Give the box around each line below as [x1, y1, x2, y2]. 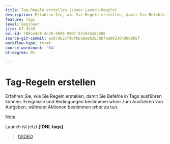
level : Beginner [5, 21, 40, 27]
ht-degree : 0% [5, 50, 36, 55]
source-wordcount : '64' [5, 45, 56, 50]
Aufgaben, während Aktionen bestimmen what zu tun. [5, 104, 119, 110]
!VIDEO [17, 133, 33, 140]
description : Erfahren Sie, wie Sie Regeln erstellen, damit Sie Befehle [5, 12, 165, 17]
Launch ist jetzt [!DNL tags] [5, 124, 64, 130]
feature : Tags [5, 17, 36, 22]
